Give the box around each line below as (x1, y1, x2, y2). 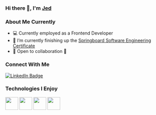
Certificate (12, 43, 35, 49)
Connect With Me (5, 61, 50, 68)
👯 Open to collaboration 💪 (12, 48, 67, 54)
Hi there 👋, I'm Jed (5, 5, 52, 12)
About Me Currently (5, 18, 56, 25)
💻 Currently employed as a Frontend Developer (12, 30, 113, 36)
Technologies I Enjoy (5, 85, 58, 92)
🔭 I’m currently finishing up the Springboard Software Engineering (12, 38, 151, 44)
